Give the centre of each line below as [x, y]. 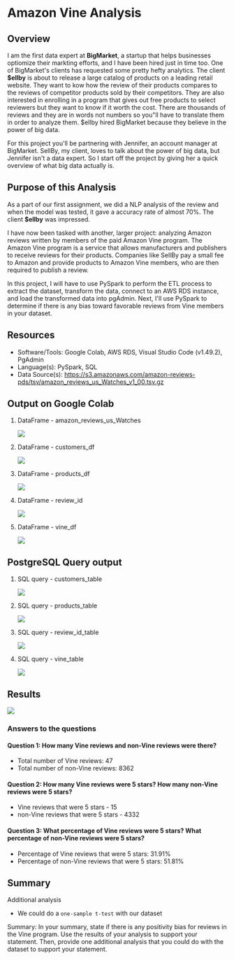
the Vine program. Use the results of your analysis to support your [102, 934]
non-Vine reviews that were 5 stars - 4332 [78, 815]
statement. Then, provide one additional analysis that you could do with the [116, 942]
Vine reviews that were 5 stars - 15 [67, 807]
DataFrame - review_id [50, 501]
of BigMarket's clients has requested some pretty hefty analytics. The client [116, 70]
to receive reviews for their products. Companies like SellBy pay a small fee [116, 255]
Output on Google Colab [61, 404]
